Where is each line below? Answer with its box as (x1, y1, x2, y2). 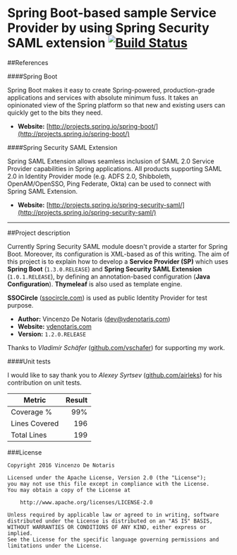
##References (7, 58, 49, 66)
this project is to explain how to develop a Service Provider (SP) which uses (7, 257, 229, 266)
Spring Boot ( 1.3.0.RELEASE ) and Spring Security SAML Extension (7, 264, 202, 273)
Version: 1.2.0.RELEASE (17, 329, 87, 338)
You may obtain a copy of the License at (7, 486, 131, 493)
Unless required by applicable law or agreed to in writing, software (7, 511, 219, 518)
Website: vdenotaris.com (17, 322, 92, 330)
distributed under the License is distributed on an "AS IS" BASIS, (7, 518, 213, 525)
